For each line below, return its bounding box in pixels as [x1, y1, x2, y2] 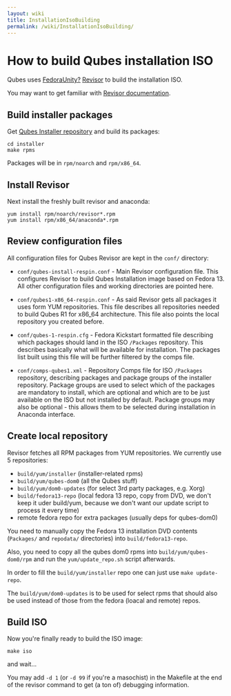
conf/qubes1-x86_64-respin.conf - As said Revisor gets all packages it [17, 295, 217, 303]
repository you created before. [17, 317, 105, 326]
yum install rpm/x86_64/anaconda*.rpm [7, 216, 119, 223]
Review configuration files [7, 236, 123, 247]
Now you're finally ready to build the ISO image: [7, 634, 143, 643]
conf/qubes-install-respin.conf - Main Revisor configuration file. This [17, 267, 219, 275]
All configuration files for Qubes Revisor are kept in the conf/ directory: [7, 254, 209, 262]
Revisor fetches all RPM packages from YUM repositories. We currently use [7, 449, 222, 457]
